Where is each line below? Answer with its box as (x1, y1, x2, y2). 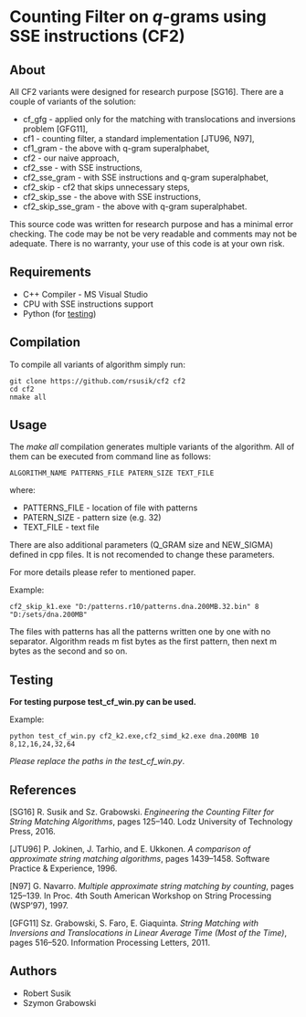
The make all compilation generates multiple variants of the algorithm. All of (9, 441, 295, 453)
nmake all (9, 393, 47, 402)
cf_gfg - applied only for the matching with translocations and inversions (22, 114, 296, 124)
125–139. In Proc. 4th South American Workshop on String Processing (9, 890, 272, 901)
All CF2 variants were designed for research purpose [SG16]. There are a (9, 87, 284, 97)
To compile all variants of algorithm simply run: (9, 359, 185, 370)
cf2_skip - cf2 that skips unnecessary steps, (22, 182, 190, 193)
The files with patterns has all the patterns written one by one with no (9, 626, 271, 637)
